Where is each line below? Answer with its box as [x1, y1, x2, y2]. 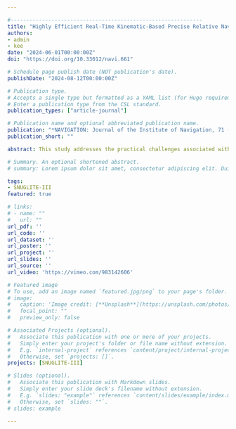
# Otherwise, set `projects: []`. [7, 353, 114, 360]
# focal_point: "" [7, 307, 68, 315]
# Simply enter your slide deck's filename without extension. [7, 385, 202, 392]
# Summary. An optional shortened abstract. [7, 158, 140, 165]
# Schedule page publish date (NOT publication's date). [7, 68, 178, 75]
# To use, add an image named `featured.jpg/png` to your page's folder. [7, 288, 228, 295]
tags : [7, 177, 23, 185]
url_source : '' [7, 262, 52, 269]
